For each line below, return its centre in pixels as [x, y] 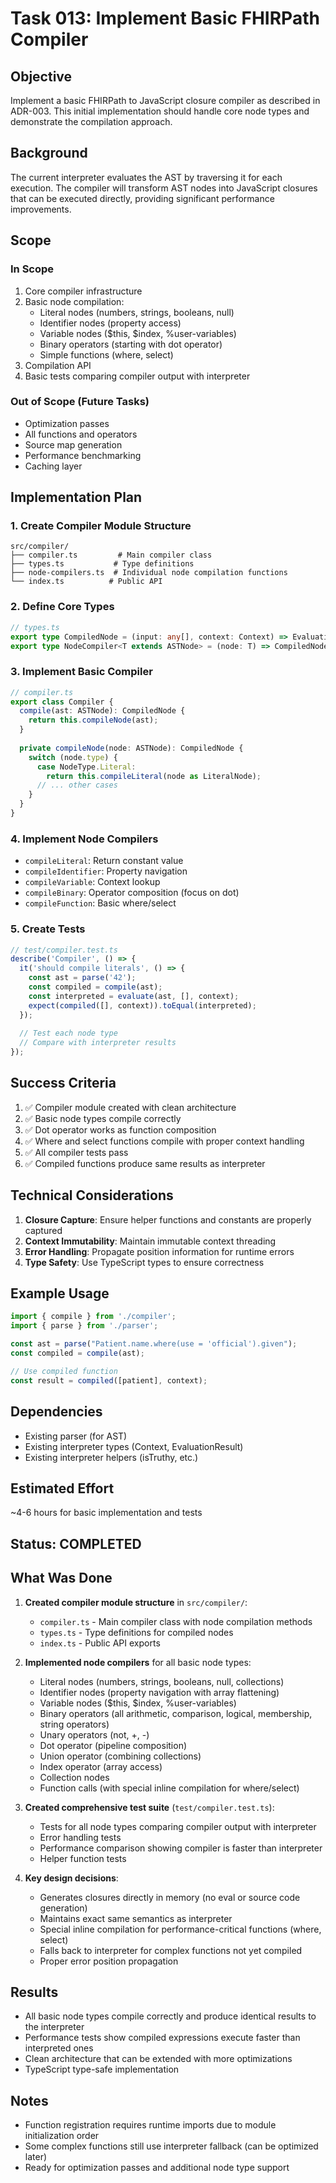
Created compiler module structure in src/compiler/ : [136, 1602]
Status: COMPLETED [76, 1543]
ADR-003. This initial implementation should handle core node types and [160, 111]
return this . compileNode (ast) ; [93, 720]
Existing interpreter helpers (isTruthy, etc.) [111, 1457]
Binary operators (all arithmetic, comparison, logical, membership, [176, 1713]
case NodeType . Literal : [86, 767]
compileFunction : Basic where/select [100, 903]
